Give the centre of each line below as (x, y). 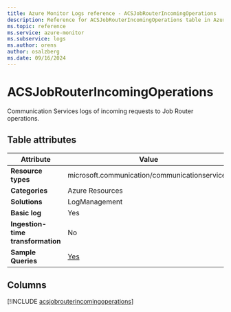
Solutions (26, 202)
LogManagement (95, 202)
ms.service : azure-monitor (46, 33)
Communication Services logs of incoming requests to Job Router (100, 111)
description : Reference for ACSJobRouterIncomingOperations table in (109, 20)
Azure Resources (95, 191)
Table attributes (42, 140)
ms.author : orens (32, 45)
